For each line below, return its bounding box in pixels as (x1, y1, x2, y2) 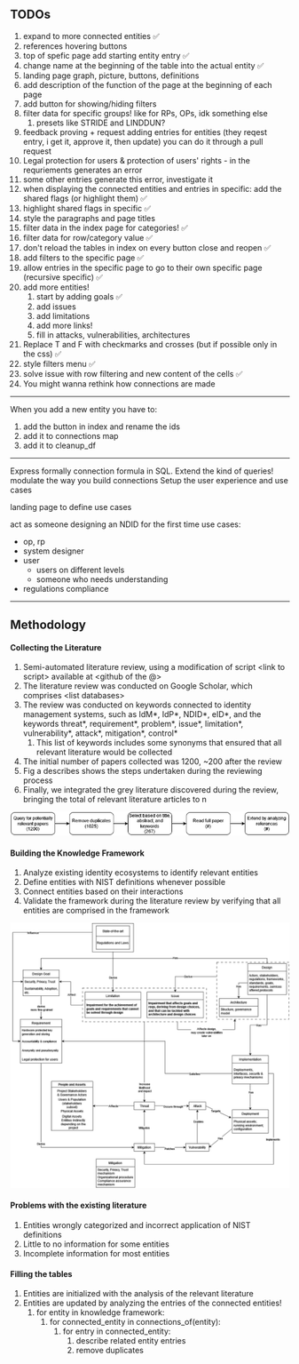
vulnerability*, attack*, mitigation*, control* (22, 728, 178, 738)
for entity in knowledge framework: (35, 1307, 165, 1318)
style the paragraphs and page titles (22, 212, 156, 223)
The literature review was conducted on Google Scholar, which (22, 681, 254, 691)
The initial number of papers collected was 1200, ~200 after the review (22, 756, 283, 767)
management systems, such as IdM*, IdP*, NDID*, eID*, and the (22, 709, 262, 720)
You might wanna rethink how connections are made (22, 378, 216, 389)
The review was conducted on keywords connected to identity (22, 699, 252, 710)
